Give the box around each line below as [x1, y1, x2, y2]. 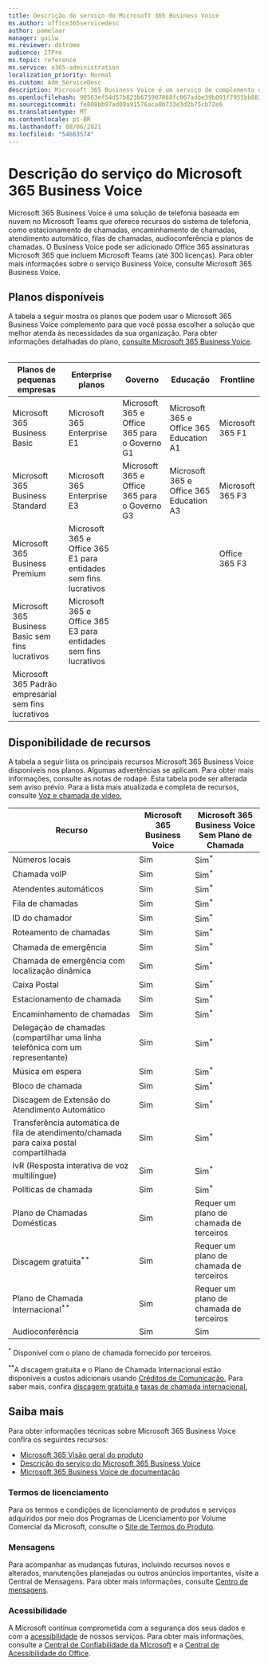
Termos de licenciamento [8, 1486, 109, 1498]
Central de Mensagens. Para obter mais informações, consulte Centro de [8, 1576, 249, 1587]
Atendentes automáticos [12, 883, 104, 894]
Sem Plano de [198, 830, 253, 841]
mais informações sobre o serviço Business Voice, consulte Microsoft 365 [8, 258, 253, 268]
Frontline [219, 374, 255, 385]
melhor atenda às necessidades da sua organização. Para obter [8, 329, 218, 338]
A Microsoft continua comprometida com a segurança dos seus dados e [8, 1624, 246, 1633]
